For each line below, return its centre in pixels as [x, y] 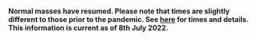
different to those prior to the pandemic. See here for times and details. [128, 19]
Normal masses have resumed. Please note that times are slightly [119, 11]
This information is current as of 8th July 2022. [89, 27]
